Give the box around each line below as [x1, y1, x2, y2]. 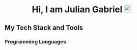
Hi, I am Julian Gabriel [32, 4, 123, 15]
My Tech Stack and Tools [4, 24, 83, 32]
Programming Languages [4, 38, 67, 45]
